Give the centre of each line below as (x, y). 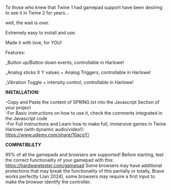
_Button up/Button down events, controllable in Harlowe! (65, 62)
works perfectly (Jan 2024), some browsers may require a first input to (80, 176)
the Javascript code (26, 118)
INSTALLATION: (23, 92)
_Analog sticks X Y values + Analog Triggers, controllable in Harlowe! (78, 72)
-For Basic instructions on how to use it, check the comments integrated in (84, 113)
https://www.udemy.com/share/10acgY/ (47, 135)
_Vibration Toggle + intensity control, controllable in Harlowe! (70, 82)
